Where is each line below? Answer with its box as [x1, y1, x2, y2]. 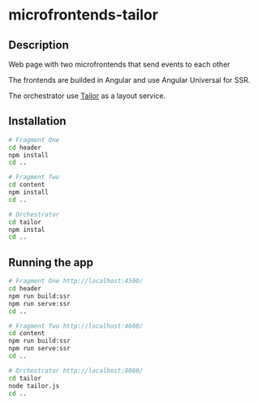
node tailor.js [8, 381, 60, 390]
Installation [8, 114, 67, 128]
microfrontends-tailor [8, 6, 158, 24]
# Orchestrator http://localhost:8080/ [8, 367, 144, 375]
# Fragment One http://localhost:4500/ [8, 277, 144, 286]
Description [8, 38, 69, 52]
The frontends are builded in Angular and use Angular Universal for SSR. [8, 75, 251, 84]
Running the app [8, 256, 93, 269]
